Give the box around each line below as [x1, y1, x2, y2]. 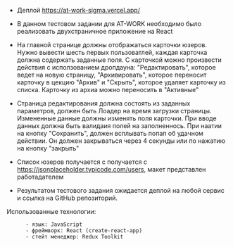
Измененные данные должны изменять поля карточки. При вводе [16, 114, 217, 122]
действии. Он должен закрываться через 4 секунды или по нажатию [16, 137, 226, 145]
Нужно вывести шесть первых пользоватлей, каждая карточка [16, 49, 208, 56]
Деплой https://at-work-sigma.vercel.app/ [16, 6, 140, 14]
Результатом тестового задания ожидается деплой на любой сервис [16, 186, 225, 194]
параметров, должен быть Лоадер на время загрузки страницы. [16, 107, 212, 115]
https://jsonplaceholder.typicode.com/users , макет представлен [16, 165, 206, 173]
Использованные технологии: [6, 208, 96, 215]
